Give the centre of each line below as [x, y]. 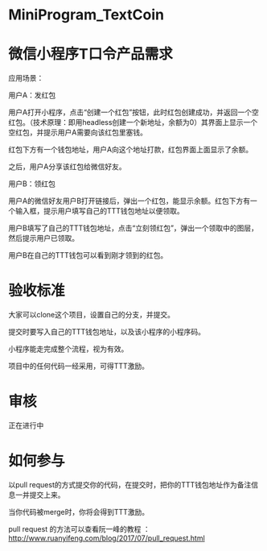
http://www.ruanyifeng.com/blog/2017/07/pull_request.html [107, 538]
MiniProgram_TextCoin [86, 15]
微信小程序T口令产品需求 [90, 54]
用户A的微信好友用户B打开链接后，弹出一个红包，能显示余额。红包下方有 [129, 201]
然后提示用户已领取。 [43, 238]
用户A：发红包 [32, 95]
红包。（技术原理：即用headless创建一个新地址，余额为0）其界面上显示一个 [133, 122]
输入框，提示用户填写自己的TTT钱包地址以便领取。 [100, 211]
